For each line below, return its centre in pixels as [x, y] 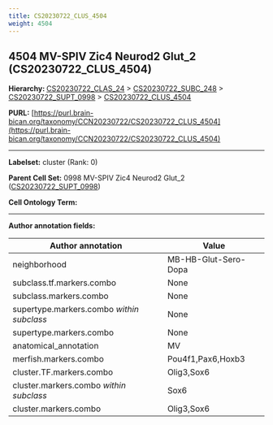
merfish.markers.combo [58, 359]
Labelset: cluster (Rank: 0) [53, 163]
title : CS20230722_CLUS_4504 [58, 16]
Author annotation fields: [52, 226]
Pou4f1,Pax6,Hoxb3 [206, 359]
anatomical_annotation [56, 346]
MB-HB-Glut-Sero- [206, 259]
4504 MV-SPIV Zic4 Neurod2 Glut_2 [102, 56]
